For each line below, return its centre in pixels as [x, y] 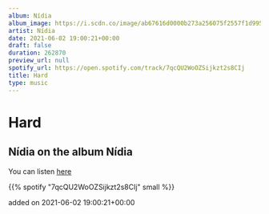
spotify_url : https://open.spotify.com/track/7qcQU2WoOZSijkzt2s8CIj [127, 68]
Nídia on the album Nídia [71, 152]
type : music [28, 83]
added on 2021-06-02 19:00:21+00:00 [72, 202]
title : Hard [28, 75]
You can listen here [40, 171]
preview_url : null [39, 61]
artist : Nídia [32, 30]
